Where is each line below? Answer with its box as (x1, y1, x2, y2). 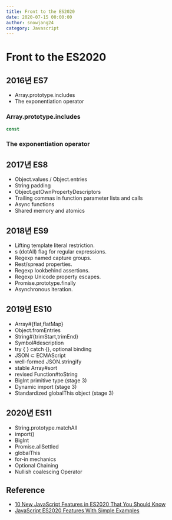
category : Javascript (6, 25, 59, 31)
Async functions (14, 201, 55, 208)
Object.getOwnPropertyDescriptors (14, 188, 101, 196)
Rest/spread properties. (14, 261, 72, 268)
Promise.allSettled (14, 443, 59, 450)
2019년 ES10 (6, 304, 52, 314)
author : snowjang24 (6, 19, 54, 25)
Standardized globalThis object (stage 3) (14, 389, 114, 396)
